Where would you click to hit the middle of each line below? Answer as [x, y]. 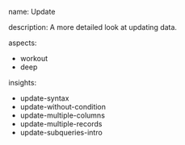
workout [34, 58]
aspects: [23, 43]
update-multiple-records [61, 124]
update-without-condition [63, 107]
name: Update [32, 12]
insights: [23, 83]
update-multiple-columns [62, 115]
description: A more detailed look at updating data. [93, 27]
